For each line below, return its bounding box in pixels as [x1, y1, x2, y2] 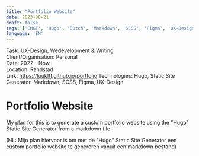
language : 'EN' [6, 31, 44, 37]
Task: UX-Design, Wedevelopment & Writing [6, 47, 114, 54]
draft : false [6, 20, 38, 26]
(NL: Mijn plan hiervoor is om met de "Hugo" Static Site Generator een [6, 137, 177, 144]
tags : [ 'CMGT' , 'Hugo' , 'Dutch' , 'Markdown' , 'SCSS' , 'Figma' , [6, 25, 166, 31]
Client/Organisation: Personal [6, 53, 78, 61]
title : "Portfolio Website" [6, 8, 76, 15]
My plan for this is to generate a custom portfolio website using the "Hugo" [6, 119, 189, 126]
